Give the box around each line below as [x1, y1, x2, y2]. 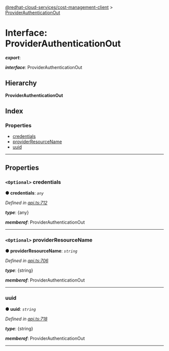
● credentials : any [5, 190, 44, 196]
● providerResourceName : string [5, 248, 78, 254]
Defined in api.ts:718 [5, 316, 48, 322]
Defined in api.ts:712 [5, 200, 48, 206]
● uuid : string [5, 306, 36, 312]
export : [5, 54, 21, 60]
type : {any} [5, 209, 29, 216]
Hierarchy [5, 79, 37, 88]
